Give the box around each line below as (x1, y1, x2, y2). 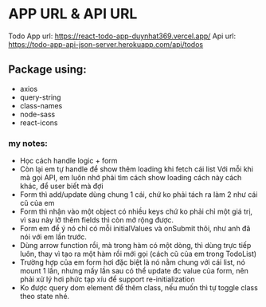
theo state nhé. (19, 292, 70, 301)
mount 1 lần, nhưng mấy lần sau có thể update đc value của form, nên (19, 266, 249, 276)
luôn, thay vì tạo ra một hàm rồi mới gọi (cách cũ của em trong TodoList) (19, 249, 257, 259)
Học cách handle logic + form (19, 156, 118, 166)
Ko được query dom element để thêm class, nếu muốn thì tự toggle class (19, 283, 259, 293)
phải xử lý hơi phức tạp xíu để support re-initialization (19, 274, 195, 284)
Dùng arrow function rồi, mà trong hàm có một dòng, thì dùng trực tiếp (19, 241, 252, 250)
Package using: (8, 63, 87, 77)
